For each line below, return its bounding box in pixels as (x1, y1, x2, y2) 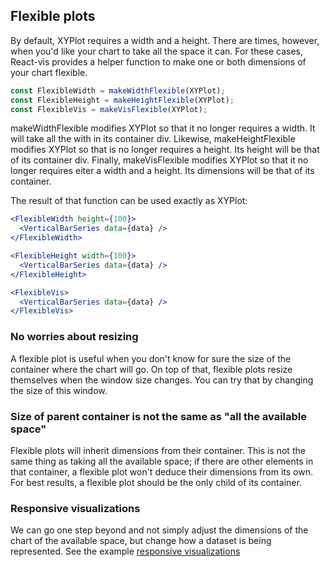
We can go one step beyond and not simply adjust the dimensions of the (10, 524, 309, 536)
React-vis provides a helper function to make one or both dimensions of (10, 55, 307, 68)
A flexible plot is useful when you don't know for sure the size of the (10, 352, 292, 364)
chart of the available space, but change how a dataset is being (10, 535, 272, 547)
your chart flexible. (10, 66, 88, 78)
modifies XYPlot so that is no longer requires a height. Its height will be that (10, 144, 320, 156)
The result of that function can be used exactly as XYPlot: (10, 195, 248, 207)
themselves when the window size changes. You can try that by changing (10, 374, 314, 386)
